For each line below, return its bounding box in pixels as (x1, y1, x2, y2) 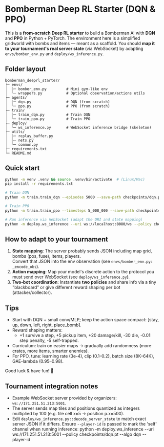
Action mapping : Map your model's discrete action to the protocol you (12, 269, 155, 275)
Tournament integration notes (5, 382, 99, 390)
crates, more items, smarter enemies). (12, 348, 89, 354)
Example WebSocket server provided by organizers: (12, 395, 117, 401)
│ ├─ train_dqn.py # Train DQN (5, 112, 91, 117)
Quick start (5, 164, 40, 172)
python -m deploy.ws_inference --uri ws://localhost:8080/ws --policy (5, 222, 152, 226)
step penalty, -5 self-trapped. (19, 337, 79, 343)
